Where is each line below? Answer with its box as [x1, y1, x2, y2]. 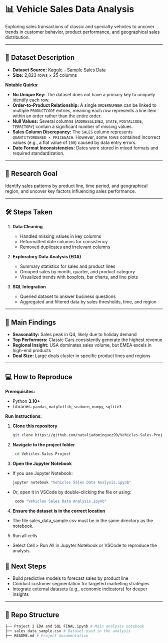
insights [12, 591, 29, 597]
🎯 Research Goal [5, 170, 57, 178]
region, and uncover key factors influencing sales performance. [5, 188, 136, 194]
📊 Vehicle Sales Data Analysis [5, 4, 134, 15]
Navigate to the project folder [12, 441, 75, 447]
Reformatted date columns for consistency [19, 239, 108, 245]
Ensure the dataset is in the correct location [12, 508, 105, 514]
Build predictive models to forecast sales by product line [12, 575, 128, 581]
